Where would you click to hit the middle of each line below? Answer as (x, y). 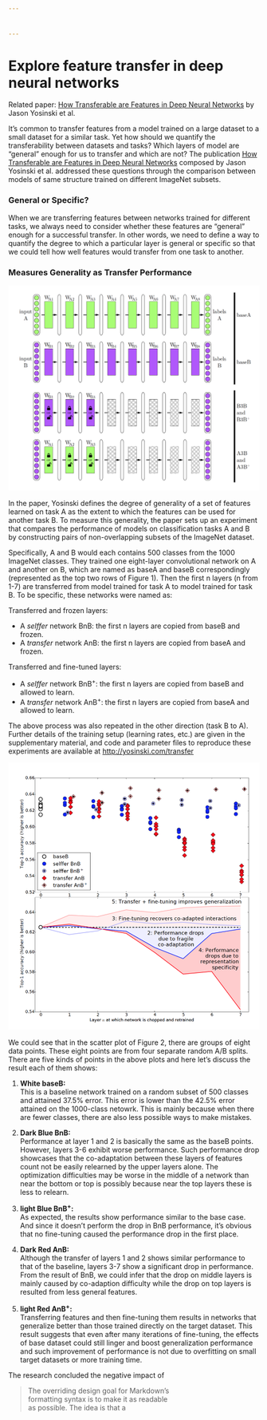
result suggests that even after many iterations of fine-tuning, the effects (139, 1334)
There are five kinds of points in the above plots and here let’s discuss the (130, 1059)
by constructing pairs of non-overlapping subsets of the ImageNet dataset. (132, 537)
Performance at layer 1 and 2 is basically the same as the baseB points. (136, 1141)
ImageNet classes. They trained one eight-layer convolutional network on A (132, 561)
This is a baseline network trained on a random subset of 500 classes (134, 1092)
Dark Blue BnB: (45, 1133)
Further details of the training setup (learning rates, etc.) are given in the (127, 734)
